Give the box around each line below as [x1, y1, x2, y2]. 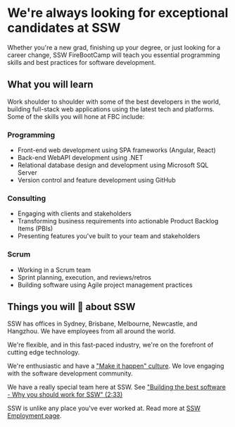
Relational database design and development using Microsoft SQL [17, 161, 209, 170]
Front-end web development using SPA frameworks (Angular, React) [17, 146, 216, 154]
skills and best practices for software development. [7, 58, 156, 66]
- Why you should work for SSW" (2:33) [7, 390, 123, 399]
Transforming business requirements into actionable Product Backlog [17, 217, 219, 225]
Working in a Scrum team [17, 266, 91, 274]
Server [17, 168, 37, 177]
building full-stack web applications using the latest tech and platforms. [7, 104, 215, 113]
